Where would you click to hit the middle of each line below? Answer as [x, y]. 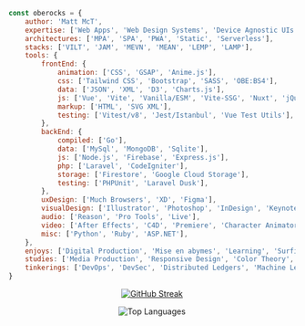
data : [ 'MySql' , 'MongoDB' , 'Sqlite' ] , [132, 149]
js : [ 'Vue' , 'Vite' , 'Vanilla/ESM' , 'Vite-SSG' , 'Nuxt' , [168, 98]
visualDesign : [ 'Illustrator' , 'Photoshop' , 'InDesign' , [151, 209]
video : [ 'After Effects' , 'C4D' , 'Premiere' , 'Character [151, 225]
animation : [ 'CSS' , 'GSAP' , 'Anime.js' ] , [137, 73]
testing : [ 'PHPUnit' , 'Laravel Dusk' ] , [132, 183]
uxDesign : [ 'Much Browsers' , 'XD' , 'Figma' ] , [129, 200]
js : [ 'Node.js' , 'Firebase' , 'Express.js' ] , [143, 157]
